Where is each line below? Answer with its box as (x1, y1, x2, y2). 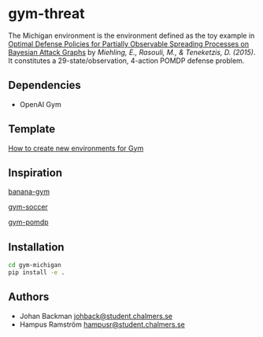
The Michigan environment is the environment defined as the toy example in (8, 31, 255, 40)
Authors (8, 291, 50, 304)
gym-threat (8, 5, 85, 23)
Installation (8, 240, 65, 254)
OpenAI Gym (19, 99, 61, 109)
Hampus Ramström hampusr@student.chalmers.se (19, 320, 185, 329)
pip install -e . (8, 268, 65, 276)
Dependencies (8, 79, 81, 92)
